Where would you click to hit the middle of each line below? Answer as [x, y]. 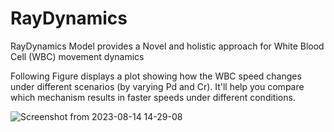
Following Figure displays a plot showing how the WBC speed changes [156, 76]
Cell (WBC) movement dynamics [77, 56]
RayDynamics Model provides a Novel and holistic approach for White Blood [167, 46]
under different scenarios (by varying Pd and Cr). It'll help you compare [157, 86]
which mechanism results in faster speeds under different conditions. [153, 97]
